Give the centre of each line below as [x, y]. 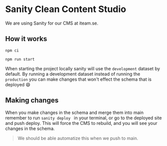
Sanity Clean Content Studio [66, 9]
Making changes [32, 101]
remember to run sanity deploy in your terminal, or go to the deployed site [83, 118]
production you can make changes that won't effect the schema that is [78, 79]
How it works [26, 39]
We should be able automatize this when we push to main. [78, 138]
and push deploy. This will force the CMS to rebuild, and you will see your [81, 123]
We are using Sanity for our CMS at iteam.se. [52, 23]
